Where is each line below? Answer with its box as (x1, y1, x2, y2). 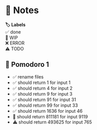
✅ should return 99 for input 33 (12, 102, 78, 108)
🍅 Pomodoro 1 (5, 60, 50, 69)
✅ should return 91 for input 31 (12, 96, 76, 103)
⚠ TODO (5, 46, 24, 52)
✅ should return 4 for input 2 (12, 85, 73, 91)
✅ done (5, 29, 21, 35)
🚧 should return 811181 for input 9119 (12, 113, 88, 119)
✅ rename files (12, 73, 44, 80)
